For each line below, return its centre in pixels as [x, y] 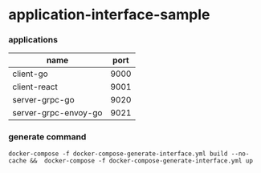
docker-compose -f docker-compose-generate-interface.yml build [118, 154]
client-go [30, 74]
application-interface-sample [109, 15]
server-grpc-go [43, 100]
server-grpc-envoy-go [57, 113]
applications [33, 40]
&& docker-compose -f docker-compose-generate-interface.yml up [141, 161]
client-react [35, 87]
